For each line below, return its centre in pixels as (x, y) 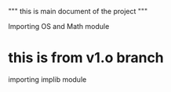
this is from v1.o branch (86, 58)
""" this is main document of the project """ (78, 11)
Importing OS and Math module (59, 26)
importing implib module (47, 79)
